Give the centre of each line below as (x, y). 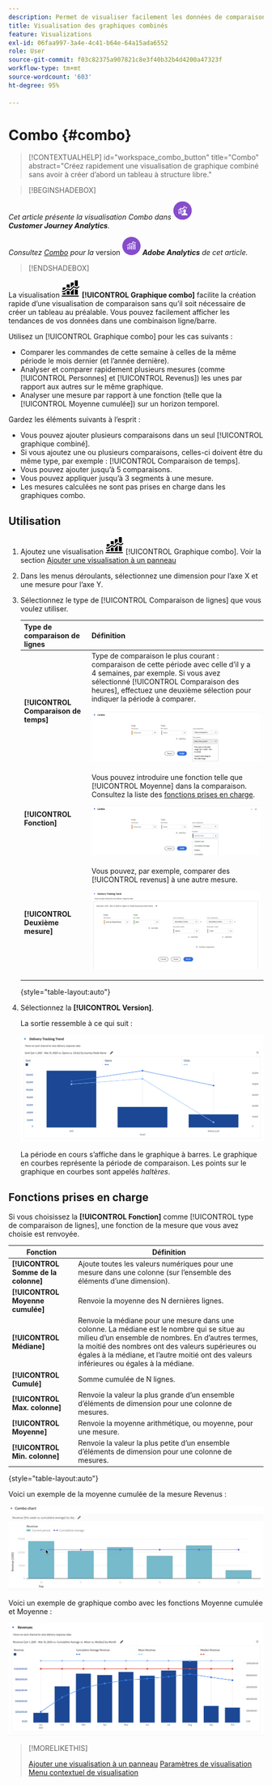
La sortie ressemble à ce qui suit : (76, 1023)
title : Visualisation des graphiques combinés (88, 26)
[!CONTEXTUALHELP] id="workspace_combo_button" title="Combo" (143, 157)
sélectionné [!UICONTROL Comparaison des (166, 682)
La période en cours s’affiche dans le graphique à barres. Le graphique (138, 1155)
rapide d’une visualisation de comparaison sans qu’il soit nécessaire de (127, 304)
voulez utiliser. (44, 609)
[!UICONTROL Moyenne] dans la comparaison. (169, 786)
